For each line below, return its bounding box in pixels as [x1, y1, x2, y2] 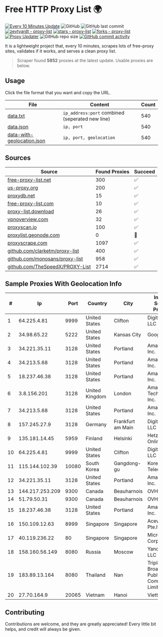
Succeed [134, 168, 155, 175]
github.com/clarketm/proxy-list [7, 247, 79, 254]
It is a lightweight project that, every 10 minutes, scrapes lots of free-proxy [5, 43, 154, 49]
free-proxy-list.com [7, 200, 54, 207]
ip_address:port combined [63, 109, 125, 116]
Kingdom [85, 393, 107, 400]
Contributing [5, 608, 45, 617]
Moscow [114, 549, 133, 555]
